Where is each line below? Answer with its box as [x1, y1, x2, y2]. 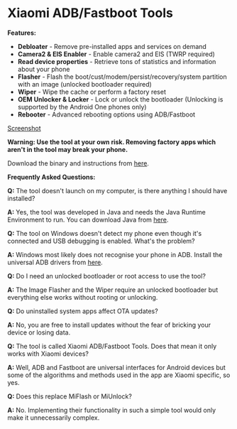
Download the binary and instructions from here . [7, 158, 149, 168]
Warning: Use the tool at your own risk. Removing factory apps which [7, 137, 216, 146]
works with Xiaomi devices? [7, 349, 89, 358]
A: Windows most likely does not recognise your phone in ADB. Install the [7, 250, 223, 259]
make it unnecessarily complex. [7, 413, 100, 422]
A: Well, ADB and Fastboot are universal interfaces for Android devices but [7, 363, 226, 371]
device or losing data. [7, 328, 71, 337]
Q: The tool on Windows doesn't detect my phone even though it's [7, 229, 202, 237]
